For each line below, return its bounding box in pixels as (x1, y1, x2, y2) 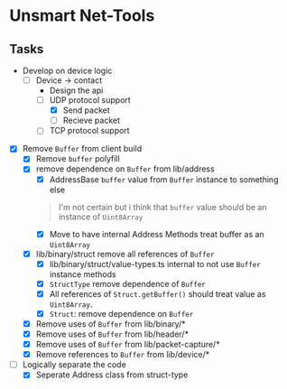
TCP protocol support (49, 125, 130, 136)
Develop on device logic (22, 65, 113, 76)
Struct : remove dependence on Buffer (49, 308, 194, 319)
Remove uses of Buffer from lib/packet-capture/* (35, 339, 220, 350)
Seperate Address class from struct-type (35, 369, 189, 380)
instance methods (49, 268, 116, 280)
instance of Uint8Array (58, 211, 143, 222)
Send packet (62, 105, 110, 116)
